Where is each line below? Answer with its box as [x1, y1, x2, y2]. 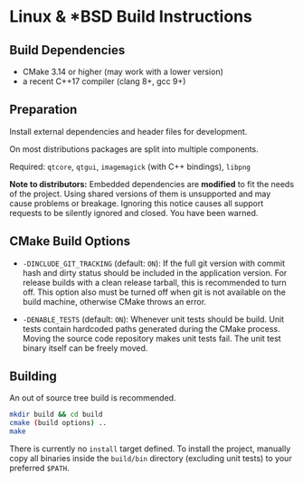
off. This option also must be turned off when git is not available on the [22, 287, 287, 298]
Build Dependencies [9, 43, 126, 58]
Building [9, 369, 57, 384]
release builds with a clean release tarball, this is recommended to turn [22, 277, 287, 288]
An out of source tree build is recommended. [9, 392, 176, 403]
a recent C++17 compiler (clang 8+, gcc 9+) [22, 76, 186, 87]
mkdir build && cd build [9, 410, 103, 420]
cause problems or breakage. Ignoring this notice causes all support [9, 197, 264, 209]
